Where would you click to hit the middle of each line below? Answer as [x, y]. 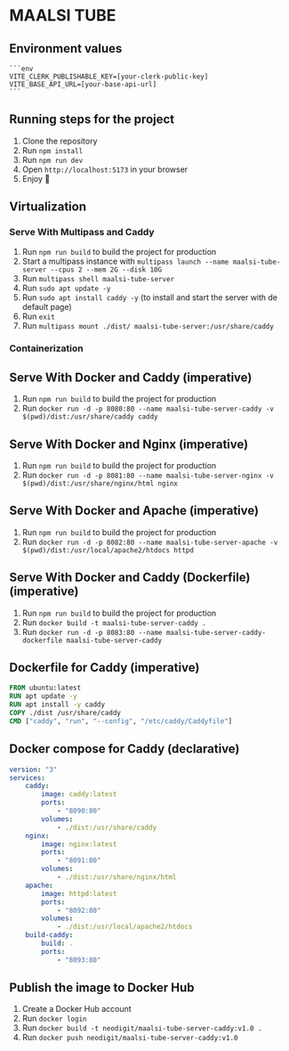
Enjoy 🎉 [36, 178]
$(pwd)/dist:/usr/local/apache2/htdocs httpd [108, 550]
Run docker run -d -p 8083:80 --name [92, 631]
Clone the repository [60, 141]
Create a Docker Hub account [76, 1009]
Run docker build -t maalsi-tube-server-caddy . [114, 622]
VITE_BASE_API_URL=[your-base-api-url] [83, 85]
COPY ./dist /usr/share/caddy [65, 713]
